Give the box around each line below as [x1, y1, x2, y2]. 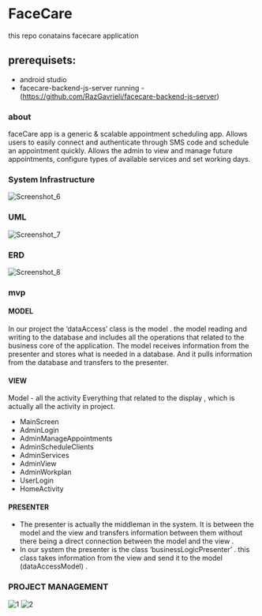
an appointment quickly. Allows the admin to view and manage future [8, 146, 233, 156]
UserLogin [19, 475, 54, 486]
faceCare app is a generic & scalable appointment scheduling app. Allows [8, 130, 248, 139]
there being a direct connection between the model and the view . [19, 536, 234, 546]
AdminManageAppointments [19, 434, 113, 443]
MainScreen [19, 417, 59, 426]
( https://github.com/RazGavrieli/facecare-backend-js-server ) [19, 92, 219, 101]
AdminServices [19, 451, 69, 460]
